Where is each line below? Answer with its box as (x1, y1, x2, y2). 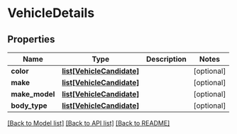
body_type (11, 101, 48, 111)
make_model (11, 89, 55, 99)
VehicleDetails (7, 5, 95, 21)
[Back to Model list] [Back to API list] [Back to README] (7, 119, 170, 127)
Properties (7, 33, 55, 45)
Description (146, 55, 187, 64)
